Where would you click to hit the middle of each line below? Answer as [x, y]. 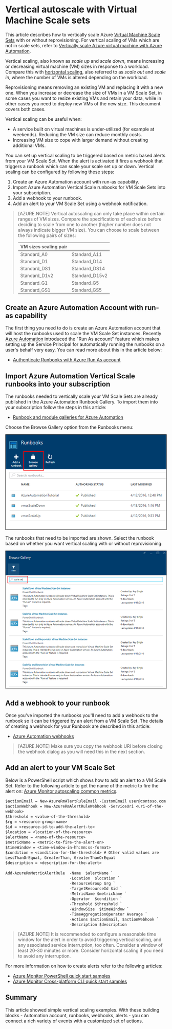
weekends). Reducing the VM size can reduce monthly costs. [77, 134]
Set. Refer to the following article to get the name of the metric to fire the [82, 785]
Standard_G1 [34, 283]
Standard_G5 [85, 283]
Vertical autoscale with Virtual [71, 10]
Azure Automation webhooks [43, 737]
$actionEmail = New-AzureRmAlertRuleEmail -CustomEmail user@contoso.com [86, 801]
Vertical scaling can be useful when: [44, 119]
